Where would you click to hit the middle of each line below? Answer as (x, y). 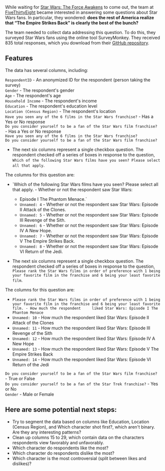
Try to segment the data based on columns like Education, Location (81, 422)
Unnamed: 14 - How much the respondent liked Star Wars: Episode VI (82, 359)
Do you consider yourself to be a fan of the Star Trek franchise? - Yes (82, 384)
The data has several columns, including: (47, 70)
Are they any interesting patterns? (47, 432)
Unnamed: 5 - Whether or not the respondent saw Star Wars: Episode (89, 215)
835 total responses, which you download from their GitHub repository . (77, 43)
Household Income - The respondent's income (51, 101)
